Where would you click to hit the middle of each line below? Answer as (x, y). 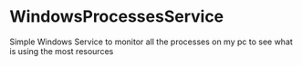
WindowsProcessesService (117, 17)
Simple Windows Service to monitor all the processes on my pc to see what (151, 42)
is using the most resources (62, 51)
